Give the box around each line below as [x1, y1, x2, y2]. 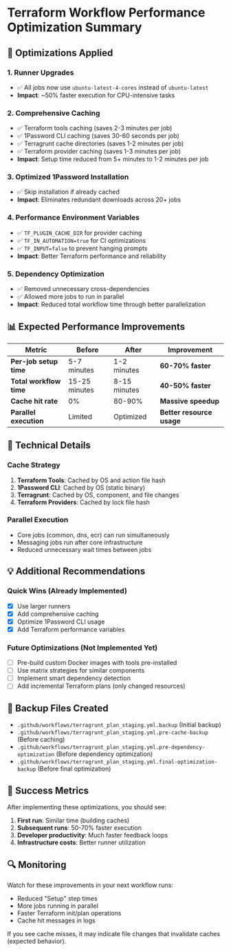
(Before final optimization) [37, 764, 111, 773]
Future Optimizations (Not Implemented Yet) [7, 643, 158, 653]
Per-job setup [10, 357, 58, 366]
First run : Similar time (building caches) [16, 816, 130, 824]
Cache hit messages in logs [16, 916, 96, 924]
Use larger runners [16, 602, 71, 610]
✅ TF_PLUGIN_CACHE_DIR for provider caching [16, 228, 142, 237]
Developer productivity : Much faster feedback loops [16, 831, 168, 839]
